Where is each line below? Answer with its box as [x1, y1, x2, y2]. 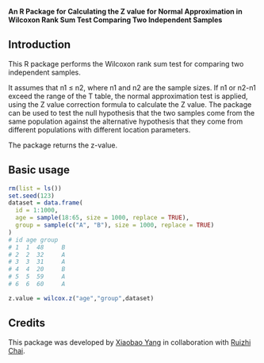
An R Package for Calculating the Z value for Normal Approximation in [8, 7, 243, 16]
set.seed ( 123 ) [8, 192, 55, 200]
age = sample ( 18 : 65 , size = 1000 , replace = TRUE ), [15, 214, 190, 222]
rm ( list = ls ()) [8, 184, 62, 193]
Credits [8, 316, 46, 330]
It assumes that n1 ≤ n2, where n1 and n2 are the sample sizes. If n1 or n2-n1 [8, 82, 256, 92]
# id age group [8, 235, 59, 244]
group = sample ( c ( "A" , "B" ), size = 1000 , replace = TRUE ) [15, 221, 215, 229]
